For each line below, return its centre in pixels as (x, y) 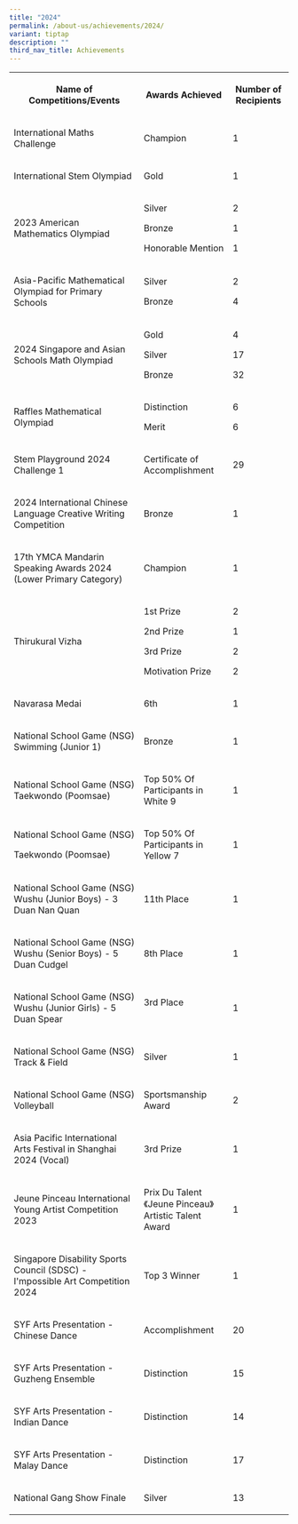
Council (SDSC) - (51, 1270)
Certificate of (171, 459)
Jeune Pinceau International (72, 1199)
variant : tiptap (39, 34)
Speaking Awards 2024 (63, 568)
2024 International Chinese (71, 503)
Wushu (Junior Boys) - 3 (66, 899)
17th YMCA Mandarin (59, 557)
